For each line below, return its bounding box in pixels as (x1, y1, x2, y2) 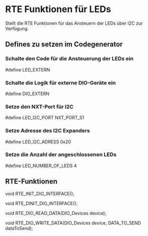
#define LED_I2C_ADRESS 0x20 (5, 138, 71, 144)
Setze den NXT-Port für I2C (5, 103, 74, 110)
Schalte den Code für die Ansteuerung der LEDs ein (5, 55, 134, 62)
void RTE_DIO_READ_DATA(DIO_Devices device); (5, 210, 107, 216)
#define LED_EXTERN (5, 66, 50, 72)
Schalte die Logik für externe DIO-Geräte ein (5, 79, 116, 86)
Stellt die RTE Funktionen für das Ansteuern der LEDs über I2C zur (5, 20, 143, 26)
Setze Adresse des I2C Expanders (5, 127, 90, 134)
